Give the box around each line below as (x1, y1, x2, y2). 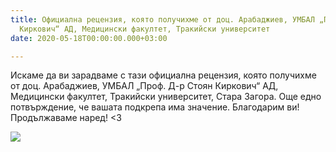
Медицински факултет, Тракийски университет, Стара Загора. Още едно (10, 91, 322, 103)
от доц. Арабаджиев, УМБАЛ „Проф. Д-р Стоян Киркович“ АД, (10, 80, 279, 92)
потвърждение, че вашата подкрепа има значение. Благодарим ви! (10, 101, 300, 113)
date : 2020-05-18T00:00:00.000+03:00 (10, 33, 168, 43)
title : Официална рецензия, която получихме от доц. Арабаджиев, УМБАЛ (10, 14, 315, 25)
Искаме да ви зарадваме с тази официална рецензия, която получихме (10, 69, 317, 81)
